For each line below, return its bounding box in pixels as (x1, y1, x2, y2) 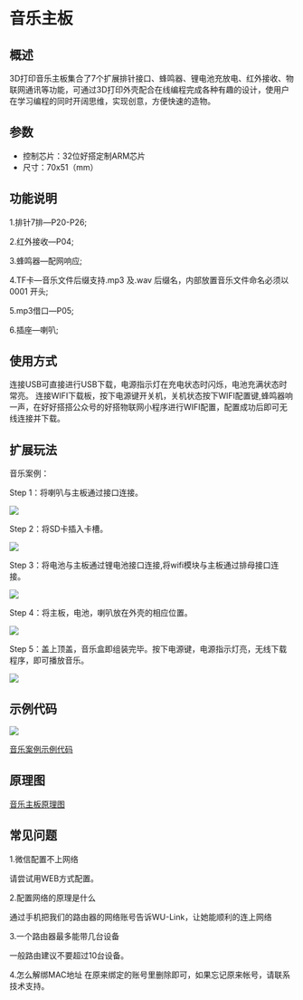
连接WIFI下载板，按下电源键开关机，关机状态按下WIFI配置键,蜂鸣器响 (34, 391, 294, 402)
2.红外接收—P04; (9, 236, 74, 247)
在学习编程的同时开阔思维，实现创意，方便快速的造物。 (9, 96, 215, 106)
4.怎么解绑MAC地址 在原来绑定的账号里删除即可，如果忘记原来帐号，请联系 (9, 969, 291, 980)
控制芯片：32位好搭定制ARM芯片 (22, 150, 147, 161)
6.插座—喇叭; (9, 324, 59, 335)
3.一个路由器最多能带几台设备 (9, 930, 120, 941)
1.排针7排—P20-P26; (9, 217, 88, 228)
